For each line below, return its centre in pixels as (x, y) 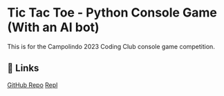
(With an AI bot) (53, 27)
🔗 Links (23, 68)
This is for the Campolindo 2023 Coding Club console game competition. (111, 46)
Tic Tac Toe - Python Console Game (112, 13)
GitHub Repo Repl (32, 85)
